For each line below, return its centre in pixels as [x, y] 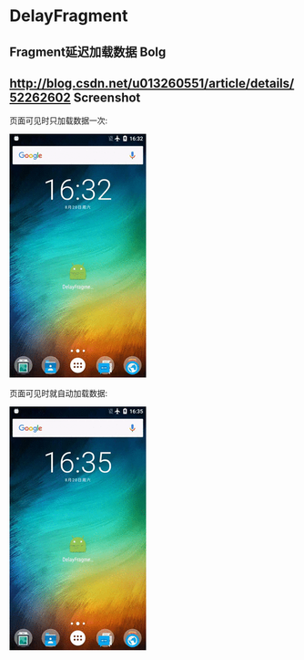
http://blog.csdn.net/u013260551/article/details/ [152, 83]
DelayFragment [69, 16]
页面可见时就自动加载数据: [59, 393]
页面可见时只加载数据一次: [59, 120]
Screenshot [107, 97]
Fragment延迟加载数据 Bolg [88, 52]
